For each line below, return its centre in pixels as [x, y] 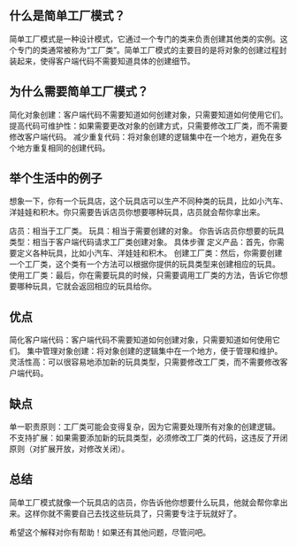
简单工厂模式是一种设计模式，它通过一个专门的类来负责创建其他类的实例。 [145, 39]
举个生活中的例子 [56, 178]
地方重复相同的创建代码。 [63, 148]
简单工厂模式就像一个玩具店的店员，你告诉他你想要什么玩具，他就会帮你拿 [145, 502]
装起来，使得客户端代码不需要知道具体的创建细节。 [102, 61]
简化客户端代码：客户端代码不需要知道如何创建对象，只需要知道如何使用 [141, 340]
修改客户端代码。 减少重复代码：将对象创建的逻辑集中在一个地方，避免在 [142, 136]
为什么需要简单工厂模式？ [79, 92]
